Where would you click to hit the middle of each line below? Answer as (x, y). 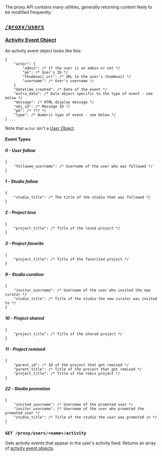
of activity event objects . (30, 448)
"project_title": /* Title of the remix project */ (67, 374)
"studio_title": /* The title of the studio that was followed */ (82, 197)
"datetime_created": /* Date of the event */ (61, 89)
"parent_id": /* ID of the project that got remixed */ (72, 365)
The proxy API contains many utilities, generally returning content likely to (79, 7)
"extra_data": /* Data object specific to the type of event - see (83, 94)
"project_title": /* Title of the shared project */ (68, 334)
